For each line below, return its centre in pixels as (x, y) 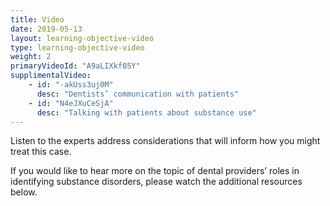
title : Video (37, 19)
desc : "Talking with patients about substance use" (146, 112)
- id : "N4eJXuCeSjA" (71, 103)
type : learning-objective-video (77, 47)
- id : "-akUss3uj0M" (71, 85)
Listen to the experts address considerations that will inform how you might (165, 141)
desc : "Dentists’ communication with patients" (138, 94)
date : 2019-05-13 (46, 29)
